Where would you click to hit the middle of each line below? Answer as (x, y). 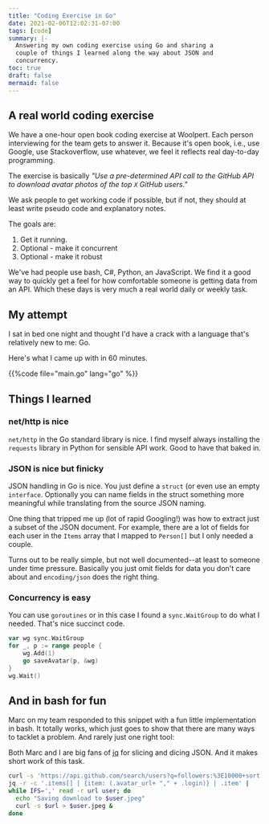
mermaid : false (34, 83)
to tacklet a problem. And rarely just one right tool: (92, 737)
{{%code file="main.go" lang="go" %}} (73, 373)
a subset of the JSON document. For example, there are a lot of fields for (129, 528)
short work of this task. (47, 761)
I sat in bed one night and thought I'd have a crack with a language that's (129, 334)
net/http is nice (39, 422)
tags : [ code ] (30, 31)
